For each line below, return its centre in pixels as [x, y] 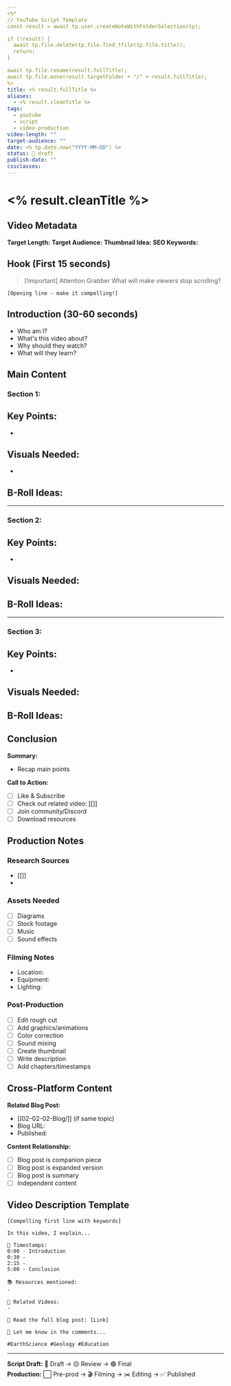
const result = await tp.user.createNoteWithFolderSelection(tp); [104, 26]
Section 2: [25, 521]
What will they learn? [47, 353]
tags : [15, 109]
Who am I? [32, 330]
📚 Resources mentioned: [42, 1282]
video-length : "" [32, 134]
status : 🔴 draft [30, 154]
